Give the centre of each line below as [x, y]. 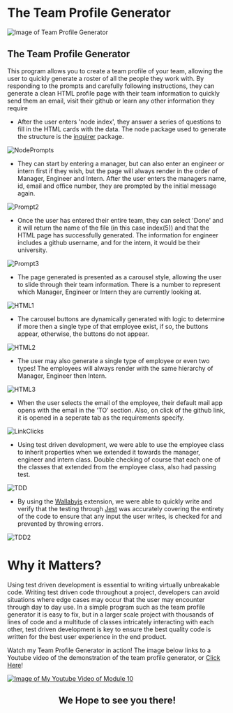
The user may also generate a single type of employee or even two [113, 360]
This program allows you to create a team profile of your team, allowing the [115, 71]
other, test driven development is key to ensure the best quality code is [109, 629]
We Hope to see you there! [117, 701]
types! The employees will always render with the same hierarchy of [115, 368]
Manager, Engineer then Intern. [62, 376]
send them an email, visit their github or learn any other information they [111, 101]
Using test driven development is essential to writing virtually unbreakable [113, 585]
